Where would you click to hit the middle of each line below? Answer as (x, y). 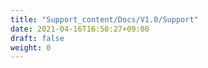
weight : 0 (31, 47)
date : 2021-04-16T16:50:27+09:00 (80, 29)
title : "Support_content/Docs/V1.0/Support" (104, 19)
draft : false (37, 38)
